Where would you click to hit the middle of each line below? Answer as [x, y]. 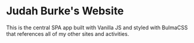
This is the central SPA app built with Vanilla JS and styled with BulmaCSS [97, 27]
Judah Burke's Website [65, 11]
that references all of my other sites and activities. [68, 33]
